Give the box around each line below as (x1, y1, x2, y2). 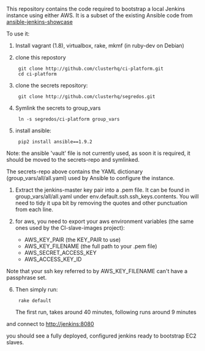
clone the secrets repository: (15, 82, 88, 89)
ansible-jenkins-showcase (6, 18, 73, 25)
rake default (18, 298, 51, 304)
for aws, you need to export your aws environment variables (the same (15, 217, 194, 225)
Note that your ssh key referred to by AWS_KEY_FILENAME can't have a (6, 268, 188, 274)
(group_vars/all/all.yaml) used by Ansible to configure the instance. (6, 175, 175, 181)
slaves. (6, 339, 24, 345)
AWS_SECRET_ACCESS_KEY (24, 249, 97, 256)
